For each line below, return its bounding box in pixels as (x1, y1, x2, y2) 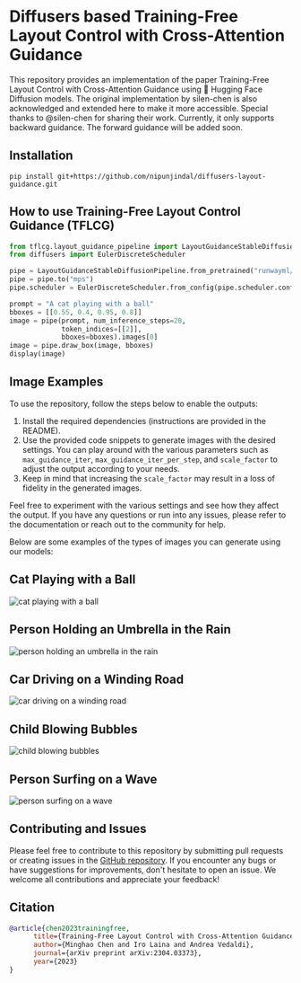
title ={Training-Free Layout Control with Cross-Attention (32, 932, 258, 941)
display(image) (9, 350, 66, 359)
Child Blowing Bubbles (9, 722, 138, 737)
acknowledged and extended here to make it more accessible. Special (9, 102, 269, 113)
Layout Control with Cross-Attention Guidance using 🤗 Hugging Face (9, 84, 262, 94)
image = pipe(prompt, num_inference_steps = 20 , (9, 316, 186, 325)
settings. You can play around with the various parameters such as (21, 444, 269, 455)
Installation (9, 148, 73, 164)
